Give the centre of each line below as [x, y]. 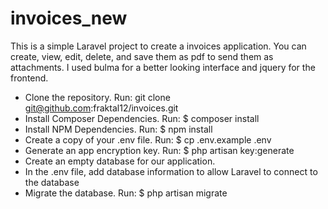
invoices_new [69, 18]
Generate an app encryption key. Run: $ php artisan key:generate [159, 150]
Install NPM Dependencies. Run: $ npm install [118, 129]
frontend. [29, 78]
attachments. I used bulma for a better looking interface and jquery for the [163, 67]
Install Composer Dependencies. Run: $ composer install [142, 118]
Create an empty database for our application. [120, 161]
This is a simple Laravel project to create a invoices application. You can [158, 46]
